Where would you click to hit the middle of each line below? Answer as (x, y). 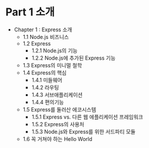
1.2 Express (37, 43)
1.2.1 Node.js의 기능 (54, 50)
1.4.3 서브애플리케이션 (57, 94)
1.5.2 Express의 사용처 (58, 124)
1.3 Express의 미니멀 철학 (52, 65)
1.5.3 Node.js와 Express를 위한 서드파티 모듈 (84, 131)
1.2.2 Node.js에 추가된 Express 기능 (74, 58)
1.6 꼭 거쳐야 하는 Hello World (57, 139)
